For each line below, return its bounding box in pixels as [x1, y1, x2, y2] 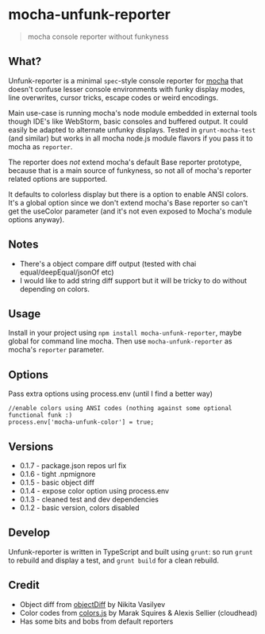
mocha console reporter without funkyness [27, 32, 169, 41]
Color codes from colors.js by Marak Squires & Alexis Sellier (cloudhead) [19, 608, 258, 617]
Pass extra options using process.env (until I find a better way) [8, 389, 213, 398]
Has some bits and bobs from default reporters [19, 617, 174, 626]
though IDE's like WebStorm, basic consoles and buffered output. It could [8, 117, 248, 126]
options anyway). [8, 214, 65, 224]
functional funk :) [8, 411, 73, 420]
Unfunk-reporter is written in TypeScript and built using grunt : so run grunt [8, 547, 253, 556]
